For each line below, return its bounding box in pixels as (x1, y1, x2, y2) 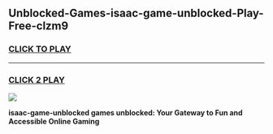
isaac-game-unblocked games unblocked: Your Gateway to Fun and (8, 107, 243, 117)
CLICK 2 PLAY (8, 74, 65, 85)
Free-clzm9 (8, 19, 69, 33)
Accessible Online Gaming (8, 116, 100, 126)
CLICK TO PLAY (8, 44, 71, 55)
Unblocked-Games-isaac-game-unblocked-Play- (8, 6, 264, 20)
